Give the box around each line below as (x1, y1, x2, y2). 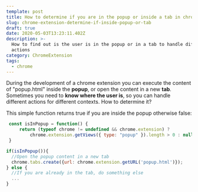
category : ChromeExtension (6, 52, 72, 58)
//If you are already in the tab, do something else (11, 170, 144, 176)
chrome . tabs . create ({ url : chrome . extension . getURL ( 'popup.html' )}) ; (11, 159, 183, 165)
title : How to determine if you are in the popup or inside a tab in (6, 14, 181, 20)
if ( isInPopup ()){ (6, 148, 49, 154)
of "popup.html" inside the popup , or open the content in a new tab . (6, 86, 172, 93)
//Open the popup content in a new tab (11, 154, 110, 160)
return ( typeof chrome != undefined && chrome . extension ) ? (19, 127, 170, 133)
